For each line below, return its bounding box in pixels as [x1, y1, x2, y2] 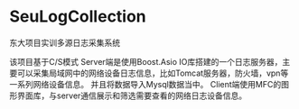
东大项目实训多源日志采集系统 [9, 37, 120, 48]
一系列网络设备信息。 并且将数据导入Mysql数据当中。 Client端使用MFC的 [9, 78, 282, 89]
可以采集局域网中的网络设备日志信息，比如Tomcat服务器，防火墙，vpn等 [16, 68, 289, 78]
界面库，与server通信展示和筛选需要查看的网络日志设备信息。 [16, 90, 248, 101]
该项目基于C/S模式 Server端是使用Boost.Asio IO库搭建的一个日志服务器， [9, 56, 283, 67]
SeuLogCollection [9, 6, 146, 27]
